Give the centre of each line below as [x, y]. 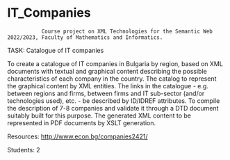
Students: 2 [24, 150]
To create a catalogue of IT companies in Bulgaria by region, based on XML [115, 63]
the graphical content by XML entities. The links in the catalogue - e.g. [108, 86]
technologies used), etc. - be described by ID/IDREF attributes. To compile [114, 101]
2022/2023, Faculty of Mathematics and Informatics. [85, 37]
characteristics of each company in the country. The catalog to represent [112, 79]
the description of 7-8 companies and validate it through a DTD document [113, 108]
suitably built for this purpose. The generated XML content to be [99, 115]
